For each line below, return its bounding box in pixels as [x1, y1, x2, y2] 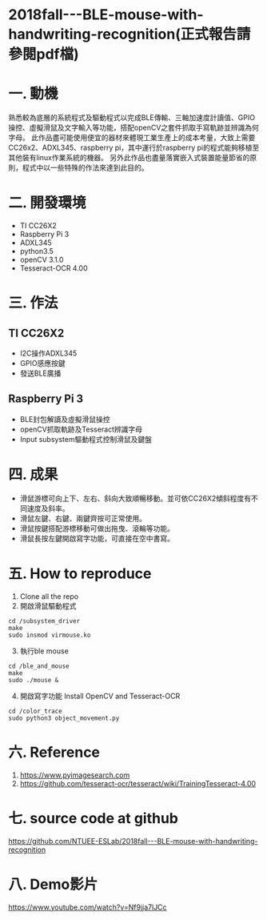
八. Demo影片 [8, 875, 98, 894]
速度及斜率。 [26, 503, 70, 513]
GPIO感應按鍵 [19, 359, 66, 368]
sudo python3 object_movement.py [8, 714, 120, 722]
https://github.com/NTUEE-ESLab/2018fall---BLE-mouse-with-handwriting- [8, 836, 258, 846]
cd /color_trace [8, 707, 62, 715]
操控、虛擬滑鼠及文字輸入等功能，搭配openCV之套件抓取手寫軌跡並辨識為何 [8, 123, 260, 133]
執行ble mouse [19, 646, 70, 656]
